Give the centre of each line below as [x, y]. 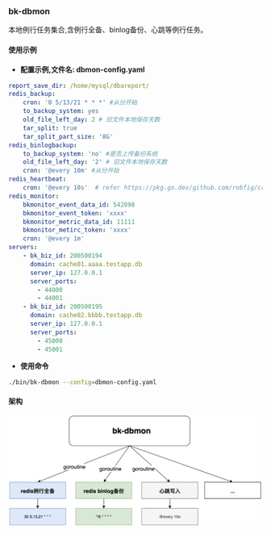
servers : [23, 248]
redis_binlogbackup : [43, 145]
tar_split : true [50, 128]
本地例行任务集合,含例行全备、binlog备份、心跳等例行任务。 [108, 30]
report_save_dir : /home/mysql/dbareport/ [79, 86]
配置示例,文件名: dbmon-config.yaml [82, 69]
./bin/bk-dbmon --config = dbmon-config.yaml [83, 382]
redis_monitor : [34, 196]
